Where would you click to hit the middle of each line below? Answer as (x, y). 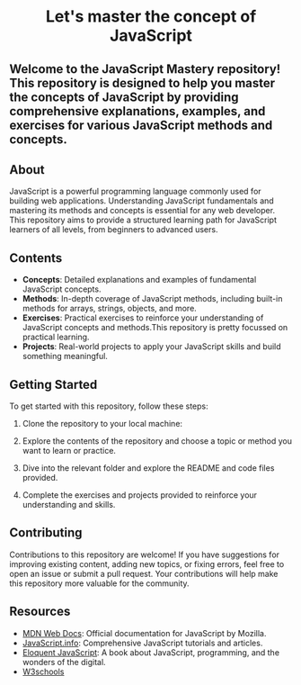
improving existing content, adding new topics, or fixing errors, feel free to (147, 563)
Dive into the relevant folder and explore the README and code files (148, 468)
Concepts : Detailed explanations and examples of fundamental (139, 280)
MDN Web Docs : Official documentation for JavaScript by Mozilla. (144, 633)
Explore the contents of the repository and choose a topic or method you (157, 441)
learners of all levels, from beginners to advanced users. (114, 230)
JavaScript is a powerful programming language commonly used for (136, 192)
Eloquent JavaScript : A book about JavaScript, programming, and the (151, 652)
